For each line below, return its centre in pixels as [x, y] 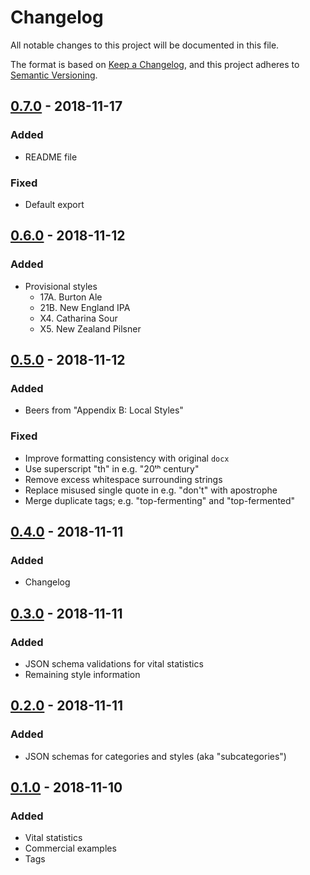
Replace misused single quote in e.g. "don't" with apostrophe [151, 490]
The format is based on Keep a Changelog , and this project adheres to [155, 64]
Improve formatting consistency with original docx [127, 458]
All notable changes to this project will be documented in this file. [145, 45]
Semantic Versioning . [54, 75]
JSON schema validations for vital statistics [114, 663]
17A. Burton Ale [71, 297]
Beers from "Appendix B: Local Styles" [104, 410]
